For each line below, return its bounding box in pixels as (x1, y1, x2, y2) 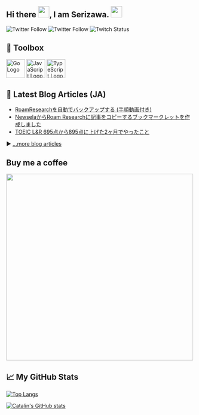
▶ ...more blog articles (6, 140, 62, 147)
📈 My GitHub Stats (6, 371, 79, 382)
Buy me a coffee (6, 158, 68, 168)
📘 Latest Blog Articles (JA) (6, 90, 106, 100)
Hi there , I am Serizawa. (6, 10, 109, 20)
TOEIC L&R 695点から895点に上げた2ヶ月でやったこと (14, 128, 150, 136)
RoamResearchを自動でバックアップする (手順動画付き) (14, 106, 152, 113)
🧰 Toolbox (6, 43, 44, 53)
